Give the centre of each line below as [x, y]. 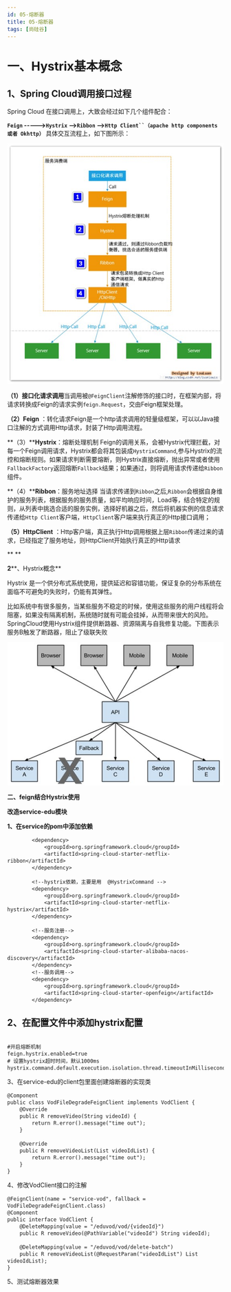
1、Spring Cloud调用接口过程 [69, 93]
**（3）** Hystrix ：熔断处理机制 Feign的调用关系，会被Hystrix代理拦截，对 [114, 442]
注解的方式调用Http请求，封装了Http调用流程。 [79, 428]
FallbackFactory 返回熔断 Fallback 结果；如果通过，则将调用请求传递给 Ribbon [115, 468]
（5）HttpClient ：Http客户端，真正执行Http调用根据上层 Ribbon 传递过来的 [113, 532]
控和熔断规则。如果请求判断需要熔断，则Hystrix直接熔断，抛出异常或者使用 [113, 460]
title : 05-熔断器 [30, 22]
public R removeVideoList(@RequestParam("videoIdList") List [109, 1254]
